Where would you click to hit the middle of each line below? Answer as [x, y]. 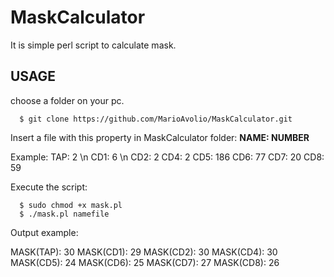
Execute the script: [49, 187]
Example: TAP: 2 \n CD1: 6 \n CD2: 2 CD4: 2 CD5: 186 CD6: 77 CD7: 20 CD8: [167, 157]
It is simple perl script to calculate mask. [93, 45]
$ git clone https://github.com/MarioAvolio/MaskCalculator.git [156, 119]
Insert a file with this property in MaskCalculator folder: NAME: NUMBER [160, 137]
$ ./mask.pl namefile [64, 214]
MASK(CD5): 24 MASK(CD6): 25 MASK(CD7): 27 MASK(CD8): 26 [145, 262]
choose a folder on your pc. [67, 100]
